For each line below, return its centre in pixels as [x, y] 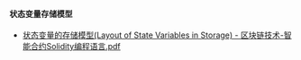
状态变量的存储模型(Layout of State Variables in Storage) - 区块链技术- [153, 35]
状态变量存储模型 [41, 13]
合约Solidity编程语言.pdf [75, 47]
